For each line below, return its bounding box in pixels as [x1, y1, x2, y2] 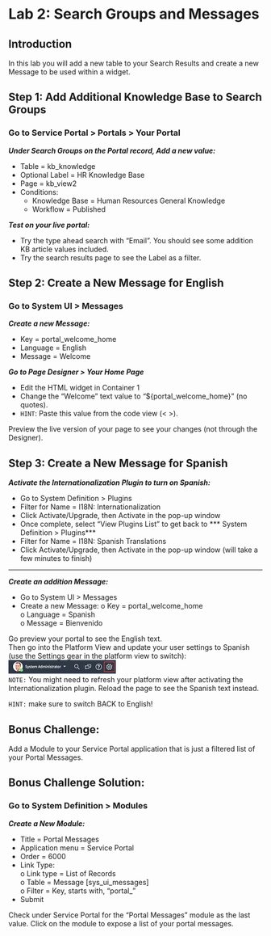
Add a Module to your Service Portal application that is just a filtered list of [8, 744, 256, 753]
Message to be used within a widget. [8, 67, 131, 77]
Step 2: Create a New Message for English [8, 276, 224, 290]
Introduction [8, 37, 73, 51]
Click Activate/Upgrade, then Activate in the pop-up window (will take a [19, 545, 258, 554]
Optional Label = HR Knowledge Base [19, 170, 145, 179]
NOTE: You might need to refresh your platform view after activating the [8, 675, 244, 685]
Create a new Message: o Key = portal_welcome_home [19, 601, 203, 611]
